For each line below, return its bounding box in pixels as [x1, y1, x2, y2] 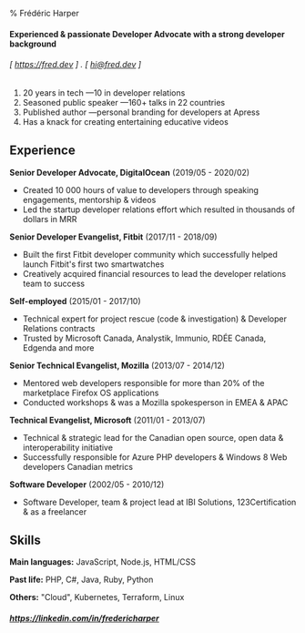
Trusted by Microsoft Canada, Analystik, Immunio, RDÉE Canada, [22, 332, 267, 343]
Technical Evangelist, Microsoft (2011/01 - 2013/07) [9, 414, 207, 425]
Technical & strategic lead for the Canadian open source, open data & [22, 432, 284, 443]
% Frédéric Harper [9, 8, 79, 18]
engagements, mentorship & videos [22, 194, 157, 205]
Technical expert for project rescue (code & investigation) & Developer [22, 313, 287, 324]
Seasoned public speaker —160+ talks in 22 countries [22, 97, 226, 107]
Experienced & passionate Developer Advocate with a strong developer [9, 28, 285, 39]
